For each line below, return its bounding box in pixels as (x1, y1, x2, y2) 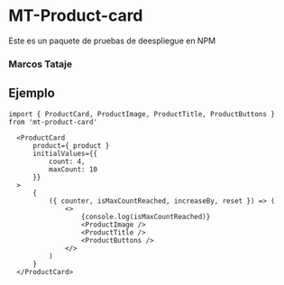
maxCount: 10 (48, 164, 98, 174)
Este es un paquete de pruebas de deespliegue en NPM (8, 35, 216, 46)
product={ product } (32, 141, 110, 150)
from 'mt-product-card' (8, 117, 98, 126)
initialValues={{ (32, 149, 98, 158)
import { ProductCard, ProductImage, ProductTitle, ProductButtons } (8, 109, 276, 118)
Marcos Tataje (8, 58, 73, 70)
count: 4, (48, 157, 87, 166)
